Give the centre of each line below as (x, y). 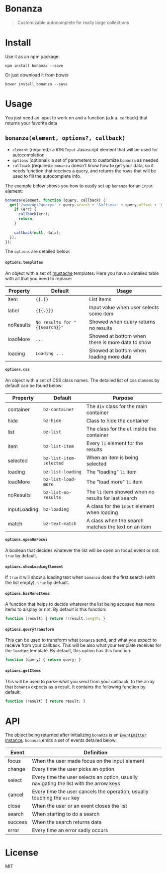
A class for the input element (120, 506)
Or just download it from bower (37, 75)
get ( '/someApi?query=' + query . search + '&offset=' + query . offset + (83, 205)
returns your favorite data (31, 123)
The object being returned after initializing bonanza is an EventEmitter (76, 735)
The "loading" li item (111, 471)
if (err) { (25, 210)
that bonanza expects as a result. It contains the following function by (75, 687)
